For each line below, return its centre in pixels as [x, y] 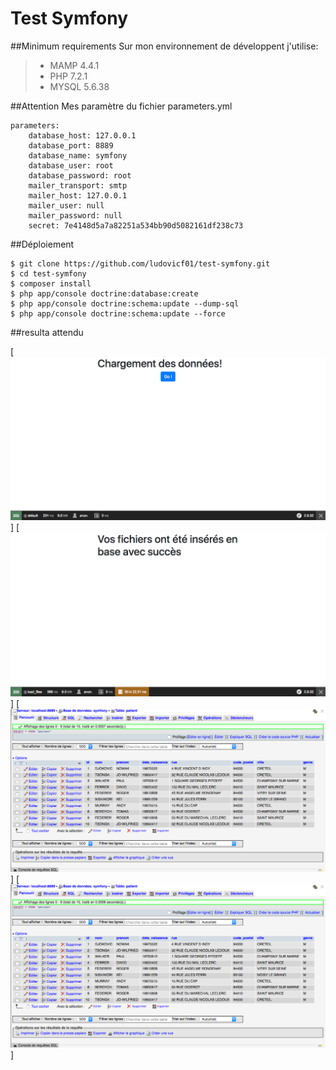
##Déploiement [42, 244]
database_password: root [80, 175]
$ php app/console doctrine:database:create [104, 293]
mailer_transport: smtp [78, 185]
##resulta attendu [47, 332]
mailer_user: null [66, 205]
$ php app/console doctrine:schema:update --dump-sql [125, 303]
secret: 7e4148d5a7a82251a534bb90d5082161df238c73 [136, 225]
